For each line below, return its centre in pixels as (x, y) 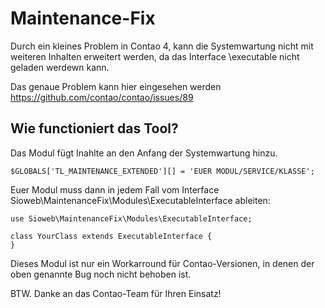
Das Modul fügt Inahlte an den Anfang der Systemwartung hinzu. (144, 153)
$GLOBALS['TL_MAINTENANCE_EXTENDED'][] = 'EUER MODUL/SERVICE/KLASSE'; (162, 171)
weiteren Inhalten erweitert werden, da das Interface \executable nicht (155, 56)
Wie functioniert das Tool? (94, 128)
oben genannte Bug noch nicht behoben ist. (101, 274)
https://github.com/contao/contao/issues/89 (102, 97)
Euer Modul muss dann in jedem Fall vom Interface (115, 189)
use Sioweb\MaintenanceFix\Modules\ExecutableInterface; (131, 218)
